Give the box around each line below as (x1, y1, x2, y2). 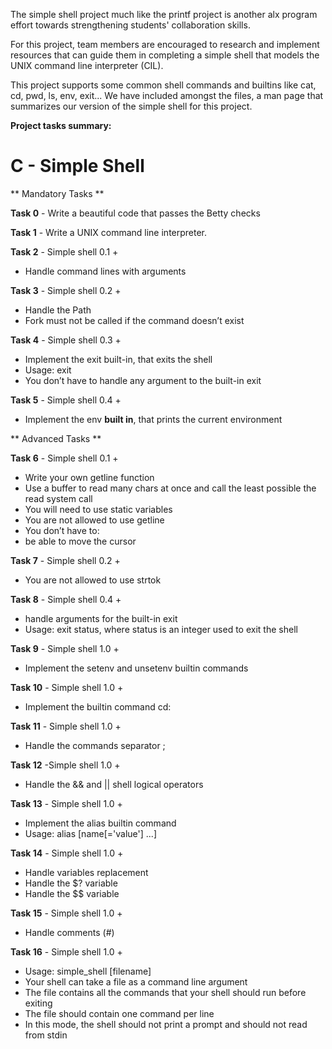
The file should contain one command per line (24, 1007, 215, 1019)
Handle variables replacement (24, 866, 149, 878)
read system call (24, 492, 93, 504)
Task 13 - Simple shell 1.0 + (10, 797, 123, 809)
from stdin (24, 1029, 68, 1041)
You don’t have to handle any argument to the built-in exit (24, 374, 262, 386)
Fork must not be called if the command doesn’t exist (24, 314, 245, 326)
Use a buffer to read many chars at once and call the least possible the (24, 482, 317, 494)
